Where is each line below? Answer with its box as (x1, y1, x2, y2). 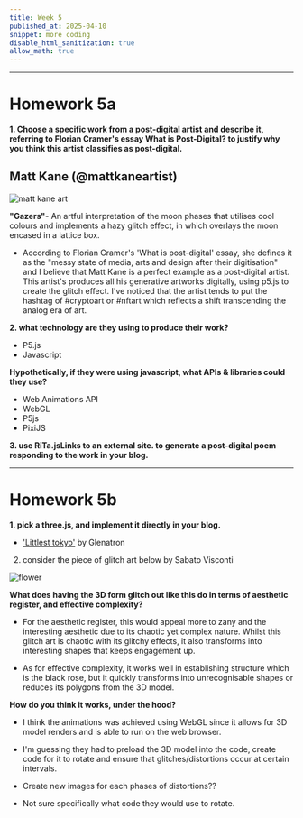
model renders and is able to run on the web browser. (22, 726, 222, 737)
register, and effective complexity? (9, 599, 143, 610)
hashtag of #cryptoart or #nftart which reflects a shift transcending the (22, 295, 287, 306)
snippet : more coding (9, 30, 91, 39)
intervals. (22, 763, 58, 774)
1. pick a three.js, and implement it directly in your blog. (9, 519, 221, 530)
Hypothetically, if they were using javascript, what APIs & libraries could (9, 366, 286, 377)
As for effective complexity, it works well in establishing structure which (22, 662, 290, 673)
